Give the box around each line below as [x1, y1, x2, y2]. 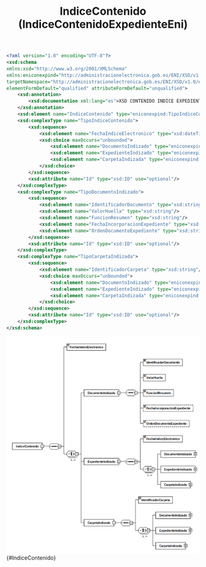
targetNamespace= [6, 79, 51, 85]
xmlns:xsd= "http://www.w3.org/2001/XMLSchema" [6, 66, 128, 72]
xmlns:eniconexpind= [6, 72, 59, 78]
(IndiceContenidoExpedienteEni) [18, 17, 188, 31]
